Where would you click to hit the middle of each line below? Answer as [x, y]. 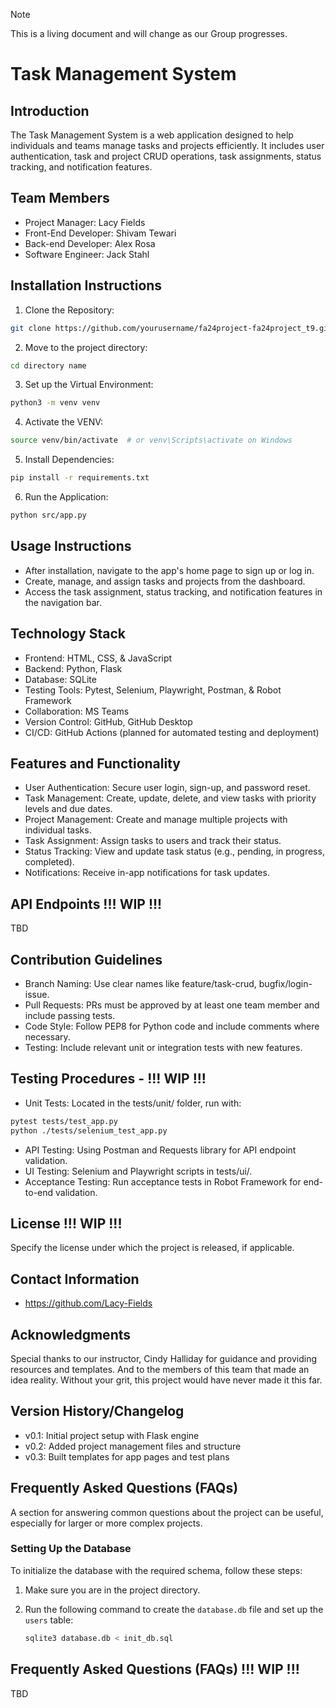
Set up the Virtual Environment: [89, 385]
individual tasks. [58, 830]
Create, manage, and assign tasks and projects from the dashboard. [165, 581]
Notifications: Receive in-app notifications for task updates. [147, 873]
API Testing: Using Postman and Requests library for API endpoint [160, 1150]
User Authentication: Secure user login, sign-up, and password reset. [167, 788]
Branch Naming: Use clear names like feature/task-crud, [140, 983]
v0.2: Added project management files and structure [133, 1446]
